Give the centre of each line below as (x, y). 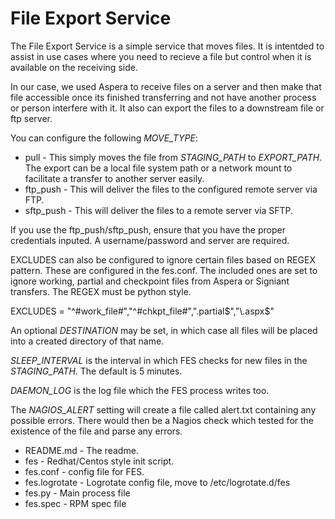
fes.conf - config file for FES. (84, 471)
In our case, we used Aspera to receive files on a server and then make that (166, 86)
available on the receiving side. (74, 67)
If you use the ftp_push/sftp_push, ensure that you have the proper (148, 229)
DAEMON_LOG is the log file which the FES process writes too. (140, 390)
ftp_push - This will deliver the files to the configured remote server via (171, 189)
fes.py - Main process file (77, 493)
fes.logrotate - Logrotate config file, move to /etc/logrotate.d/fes (157, 482)
